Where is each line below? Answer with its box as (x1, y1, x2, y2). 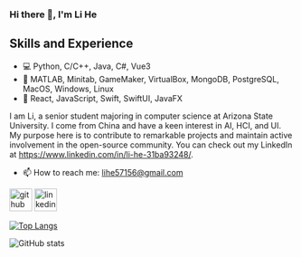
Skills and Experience (9, 36, 134, 52)
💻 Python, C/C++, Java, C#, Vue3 (22, 61, 151, 71)
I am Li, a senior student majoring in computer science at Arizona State (9, 110, 274, 121)
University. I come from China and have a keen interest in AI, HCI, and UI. (9, 119, 282, 130)
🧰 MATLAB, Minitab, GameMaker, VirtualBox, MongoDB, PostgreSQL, (22, 73, 280, 84)
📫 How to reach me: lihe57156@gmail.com (22, 167, 183, 177)
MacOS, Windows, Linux (22, 83, 115, 94)
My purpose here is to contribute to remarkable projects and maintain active (9, 129, 293, 140)
